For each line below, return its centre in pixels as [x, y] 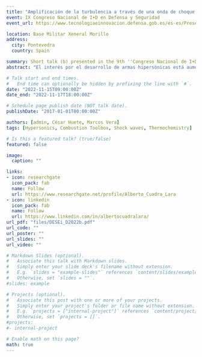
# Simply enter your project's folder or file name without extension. [101, 306]
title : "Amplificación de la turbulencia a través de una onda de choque [101, 12]
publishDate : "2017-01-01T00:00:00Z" [54, 112]
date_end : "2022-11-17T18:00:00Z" [50, 95]
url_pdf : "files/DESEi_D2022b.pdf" [51, 223]
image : [14, 155]
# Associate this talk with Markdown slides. [67, 261]
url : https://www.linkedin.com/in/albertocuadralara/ [80, 217]
